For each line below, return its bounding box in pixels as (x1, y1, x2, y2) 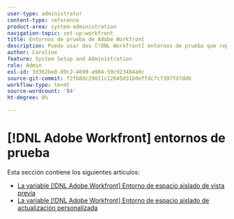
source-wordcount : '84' (7, 88, 77, 95)
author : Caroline (7, 49, 58, 56)
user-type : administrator (7, 10, 82, 17)
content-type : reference (7, 17, 79, 24)
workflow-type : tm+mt (7, 81, 70, 88)
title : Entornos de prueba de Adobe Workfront (7, 36, 145, 43)
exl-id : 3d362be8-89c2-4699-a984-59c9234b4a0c (7, 68, 145, 75)
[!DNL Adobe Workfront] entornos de (7, 130, 226, 146)
